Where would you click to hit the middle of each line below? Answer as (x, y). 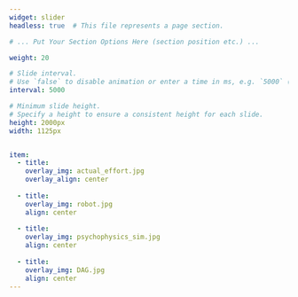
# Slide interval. (43, 74)
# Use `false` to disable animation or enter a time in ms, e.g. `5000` (146, 82)
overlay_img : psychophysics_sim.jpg (93, 237)
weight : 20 (29, 58)
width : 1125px (35, 131)
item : (19, 155)
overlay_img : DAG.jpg (65, 270)
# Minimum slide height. (55, 106)
